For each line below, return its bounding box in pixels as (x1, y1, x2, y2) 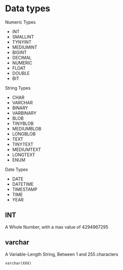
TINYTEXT (12, 141, 34, 147)
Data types (5, 3, 50, 14)
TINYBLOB (12, 121, 34, 126)
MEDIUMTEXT (12, 147, 41, 152)
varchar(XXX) (5, 261, 32, 266)
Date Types (5, 166, 28, 172)
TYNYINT (12, 39, 32, 45)
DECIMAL (12, 54, 32, 60)
